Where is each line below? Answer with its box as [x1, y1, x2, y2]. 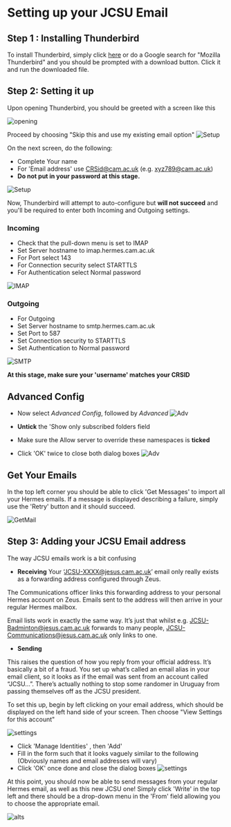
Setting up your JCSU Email [7, 5, 168, 21]
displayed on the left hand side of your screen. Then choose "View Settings [7, 707, 223, 716]
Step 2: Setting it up [7, 85, 95, 97]
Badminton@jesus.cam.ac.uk [7, 623, 90, 631]
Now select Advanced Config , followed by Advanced [17, 409, 169, 417]
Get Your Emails [7, 469, 77, 481]
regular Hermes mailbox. [7, 602, 77, 611]
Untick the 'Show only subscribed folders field [17, 423, 151, 431]
